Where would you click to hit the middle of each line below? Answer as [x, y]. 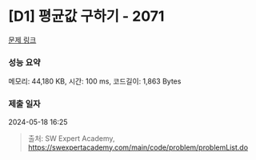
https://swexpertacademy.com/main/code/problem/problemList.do [138, 147]
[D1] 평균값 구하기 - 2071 [86, 16]
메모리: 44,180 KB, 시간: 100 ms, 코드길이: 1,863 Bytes [95, 81]
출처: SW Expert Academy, [71, 138]
